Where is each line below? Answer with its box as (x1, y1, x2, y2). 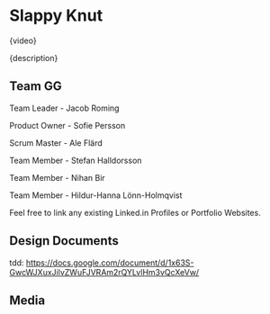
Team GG (9, 78, 62, 94)
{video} (9, 35, 38, 46)
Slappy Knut (9, 5, 103, 26)
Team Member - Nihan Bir (9, 172, 105, 183)
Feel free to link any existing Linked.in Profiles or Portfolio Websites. (9, 207, 261, 218)
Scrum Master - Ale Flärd (9, 137, 103, 148)
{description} (9, 52, 58, 63)
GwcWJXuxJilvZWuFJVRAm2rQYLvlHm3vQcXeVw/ (9, 266, 200, 277)
